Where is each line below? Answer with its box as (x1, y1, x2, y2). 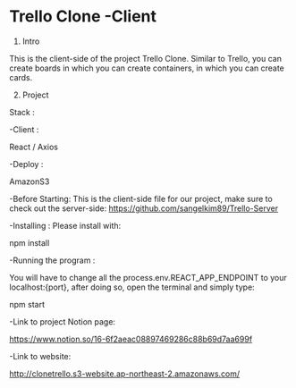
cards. (9, 72, 33, 82)
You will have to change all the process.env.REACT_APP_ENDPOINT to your (9, 272, 288, 283)
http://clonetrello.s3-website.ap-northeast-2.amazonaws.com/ (9, 368, 241, 379)
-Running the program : (9, 255, 96, 266)
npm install (9, 237, 50, 248)
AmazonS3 (9, 176, 50, 187)
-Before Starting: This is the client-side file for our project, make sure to (9, 193, 273, 204)
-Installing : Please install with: (9, 220, 122, 231)
